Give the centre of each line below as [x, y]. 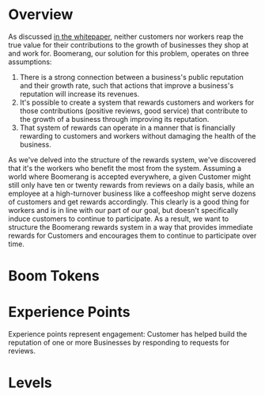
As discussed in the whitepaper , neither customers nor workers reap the [126, 36]
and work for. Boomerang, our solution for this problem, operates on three [129, 53]
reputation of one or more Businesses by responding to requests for [119, 343]
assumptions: [30, 62]
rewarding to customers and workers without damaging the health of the [138, 135]
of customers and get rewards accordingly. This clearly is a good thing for [129, 202]
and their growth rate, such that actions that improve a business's [127, 86]
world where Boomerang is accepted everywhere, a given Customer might [130, 177]
